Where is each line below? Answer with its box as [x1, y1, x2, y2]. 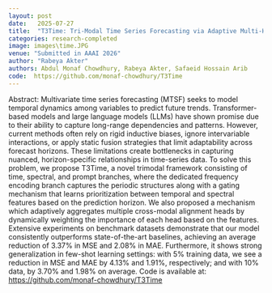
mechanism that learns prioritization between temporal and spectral [8, 189, 235, 198]
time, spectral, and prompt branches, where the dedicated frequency [8, 172, 239, 181]
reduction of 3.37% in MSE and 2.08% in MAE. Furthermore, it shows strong [8, 240, 262, 250]
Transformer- [212, 103, 257, 113]
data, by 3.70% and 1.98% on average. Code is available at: [8, 266, 207, 276]
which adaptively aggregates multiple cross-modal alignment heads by [8, 206, 245, 215]
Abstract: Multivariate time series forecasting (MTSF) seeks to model [8, 94, 239, 104]
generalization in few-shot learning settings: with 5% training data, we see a [8, 248, 262, 259]
